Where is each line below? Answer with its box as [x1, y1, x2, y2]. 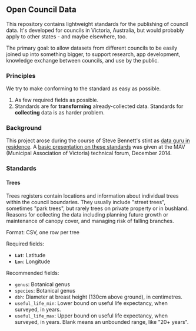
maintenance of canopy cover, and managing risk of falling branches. [6, 217, 175, 224]
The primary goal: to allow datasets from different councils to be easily [6, 44, 178, 51]
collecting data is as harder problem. [14, 109, 105, 116]
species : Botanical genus [14, 287, 75, 294]
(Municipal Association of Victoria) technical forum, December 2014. [6, 150, 172, 157]
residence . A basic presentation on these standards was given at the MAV [6, 143, 185, 150]
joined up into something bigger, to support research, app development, [6, 50, 181, 58]
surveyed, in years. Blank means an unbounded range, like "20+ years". [14, 318, 189, 325]
